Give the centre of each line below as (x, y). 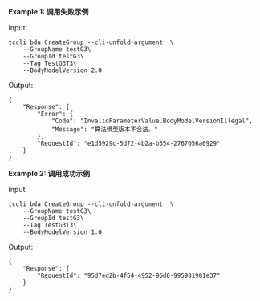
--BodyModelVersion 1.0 (63, 232)
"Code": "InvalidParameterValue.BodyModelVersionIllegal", (152, 121)
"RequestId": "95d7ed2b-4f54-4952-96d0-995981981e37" (129, 275)
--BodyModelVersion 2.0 (63, 70)
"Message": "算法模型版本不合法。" (104, 130)
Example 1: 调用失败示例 (49, 12)
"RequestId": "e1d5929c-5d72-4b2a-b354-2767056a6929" (129, 143)
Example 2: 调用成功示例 (49, 173)
